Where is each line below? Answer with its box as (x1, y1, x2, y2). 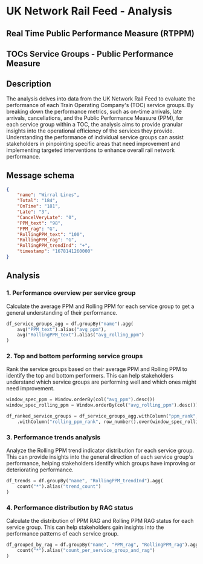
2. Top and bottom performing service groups (6, 352, 143, 361)
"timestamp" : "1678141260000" (17, 248, 94, 255)
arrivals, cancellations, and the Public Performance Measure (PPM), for (6, 114, 184, 122)
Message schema (6, 171, 74, 181)
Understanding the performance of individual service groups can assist (6, 133, 184, 140)
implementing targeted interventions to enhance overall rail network (6, 146, 175, 154)
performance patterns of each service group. (6, 530, 119, 537)
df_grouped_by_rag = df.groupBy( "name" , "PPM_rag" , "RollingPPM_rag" (6, 542, 185, 548)
